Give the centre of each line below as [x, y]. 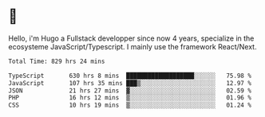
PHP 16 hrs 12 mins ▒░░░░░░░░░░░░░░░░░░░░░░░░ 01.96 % [130, 98]
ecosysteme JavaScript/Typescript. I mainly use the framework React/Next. [132, 46]
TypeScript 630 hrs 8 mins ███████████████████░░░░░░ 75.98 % [130, 76]
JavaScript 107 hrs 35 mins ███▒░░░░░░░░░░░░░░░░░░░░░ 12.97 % [130, 83]
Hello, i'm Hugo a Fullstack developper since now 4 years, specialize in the [131, 38]
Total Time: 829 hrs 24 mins [57, 61]
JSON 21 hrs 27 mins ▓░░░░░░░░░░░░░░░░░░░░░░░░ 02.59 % [130, 91]
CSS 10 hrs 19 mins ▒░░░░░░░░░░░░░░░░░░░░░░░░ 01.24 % [130, 105]
